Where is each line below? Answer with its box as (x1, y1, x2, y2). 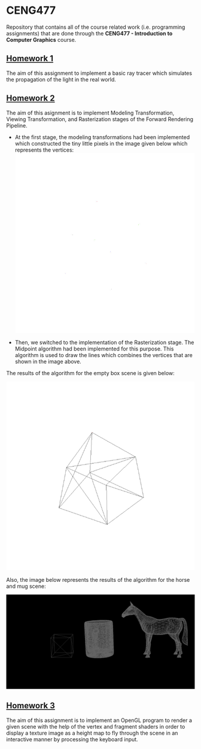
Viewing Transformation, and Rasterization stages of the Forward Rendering (6, 115, 193, 123)
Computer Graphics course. (6, 36, 77, 43)
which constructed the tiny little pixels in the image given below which (14, 140, 188, 147)
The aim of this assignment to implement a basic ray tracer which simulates (6, 70, 193, 77)
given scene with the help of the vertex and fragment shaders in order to (6, 723, 185, 730)
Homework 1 (6, 53, 54, 64)
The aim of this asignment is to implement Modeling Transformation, (6, 109, 175, 116)
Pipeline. (6, 122, 28, 129)
